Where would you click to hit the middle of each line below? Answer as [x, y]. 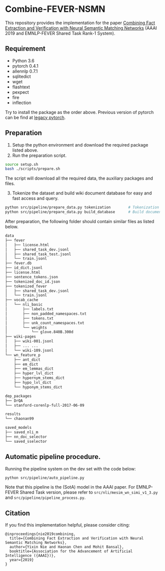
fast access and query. [35, 198]
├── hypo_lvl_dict [33, 383]
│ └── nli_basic [24, 305]
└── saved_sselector [26, 441]
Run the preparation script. [39, 155]
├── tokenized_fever [26, 286]
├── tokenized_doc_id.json [33, 282]
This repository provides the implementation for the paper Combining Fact [80, 23]
